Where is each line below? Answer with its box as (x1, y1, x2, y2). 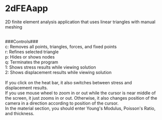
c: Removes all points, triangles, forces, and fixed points (5, 44, 117, 49)
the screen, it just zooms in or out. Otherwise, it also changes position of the (5, 95, 158, 101)
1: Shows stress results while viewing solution (5, 64, 96, 70)
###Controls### (5, 38, 38, 44)
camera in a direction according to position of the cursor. (5, 100, 119, 106)
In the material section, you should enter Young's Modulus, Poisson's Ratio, (5, 105, 156, 111)
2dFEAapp (5, 3, 49, 14)
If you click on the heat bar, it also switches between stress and (5, 79, 132, 85)
